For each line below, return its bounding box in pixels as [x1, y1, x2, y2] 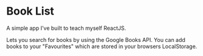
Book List [6, 4, 55, 18]
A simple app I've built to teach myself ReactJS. [6, 24, 126, 32]
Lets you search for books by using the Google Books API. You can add [6, 36, 186, 43]
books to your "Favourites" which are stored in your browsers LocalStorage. [6, 43, 198, 50]
